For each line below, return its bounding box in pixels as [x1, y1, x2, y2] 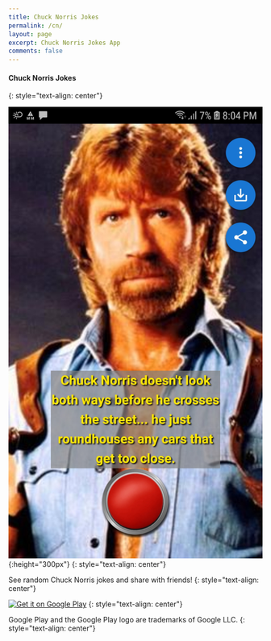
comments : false [8, 47, 63, 56]
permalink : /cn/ [8, 21, 63, 30]
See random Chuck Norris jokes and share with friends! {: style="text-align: [8, 575, 260, 585]
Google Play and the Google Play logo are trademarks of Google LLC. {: [8, 615, 246, 625]
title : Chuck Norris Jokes [8, 13, 99, 21]
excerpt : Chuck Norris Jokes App [8, 39, 121, 47]
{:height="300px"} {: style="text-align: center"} [8, 560, 167, 569]
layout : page [8, 30, 52, 38]
